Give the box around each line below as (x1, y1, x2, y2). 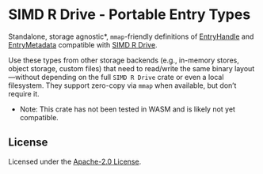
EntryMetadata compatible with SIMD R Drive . (8, 40, 158, 49)
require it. (8, 89, 40, 98)
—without (8, 72, 40, 81)
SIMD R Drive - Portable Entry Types (8, 6, 251, 24)
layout (234, 63, 255, 73)
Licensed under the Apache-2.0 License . (8, 157, 142, 166)
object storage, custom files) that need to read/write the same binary (8, 63, 234, 73)
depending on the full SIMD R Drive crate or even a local (40, 72, 224, 81)
